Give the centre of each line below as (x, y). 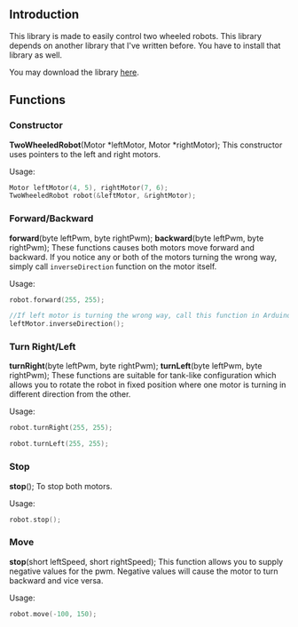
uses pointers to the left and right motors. (85, 154)
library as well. (36, 55)
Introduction (44, 15)
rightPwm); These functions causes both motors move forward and (132, 247)
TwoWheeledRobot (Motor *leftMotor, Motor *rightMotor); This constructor (146, 145)
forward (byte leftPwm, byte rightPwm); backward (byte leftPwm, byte (137, 238)
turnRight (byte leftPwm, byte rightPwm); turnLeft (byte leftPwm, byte (136, 366)
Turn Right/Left (43, 347)
